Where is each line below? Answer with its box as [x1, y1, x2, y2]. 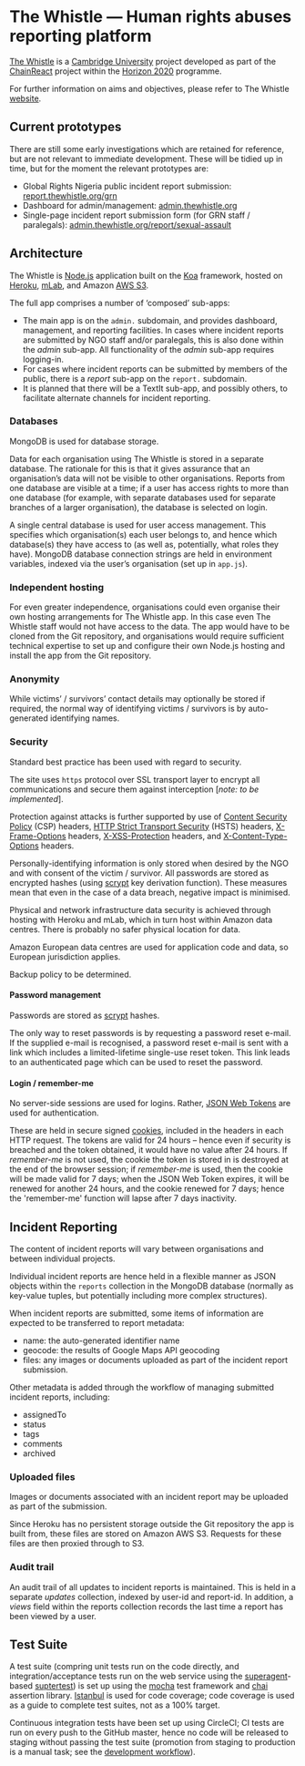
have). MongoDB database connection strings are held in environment [9, 549, 273, 560]
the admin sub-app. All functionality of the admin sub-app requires [22, 344, 275, 354]
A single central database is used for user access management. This [9, 519, 267, 530]
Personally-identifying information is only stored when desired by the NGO [9, 857, 290, 868]
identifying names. [49, 713, 120, 724]
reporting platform [9, 26, 152, 46]
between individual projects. [9, 1253, 116, 1264]
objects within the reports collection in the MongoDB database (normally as [9, 1280, 294, 1291]
